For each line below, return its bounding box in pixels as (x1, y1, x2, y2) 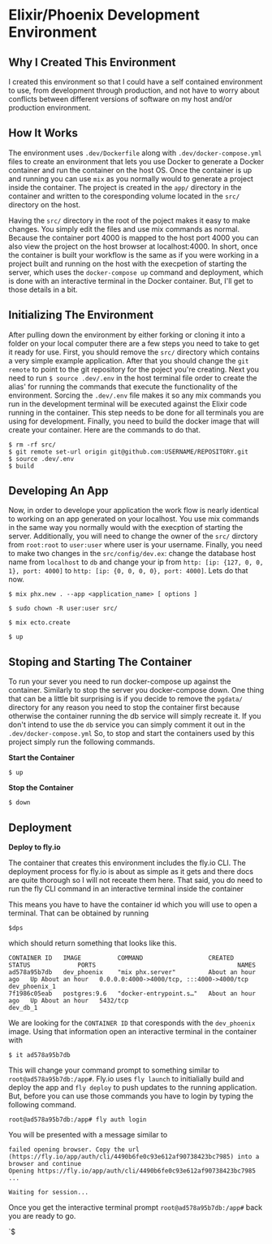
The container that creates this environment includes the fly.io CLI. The (8, 858, 246, 868)
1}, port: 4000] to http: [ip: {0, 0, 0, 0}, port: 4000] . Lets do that (8, 566, 248, 576)
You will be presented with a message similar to (8, 1130, 168, 1140)
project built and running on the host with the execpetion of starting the (8, 259, 248, 268)
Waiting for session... (8, 1189, 89, 1197)
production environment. (8, 103, 91, 112)
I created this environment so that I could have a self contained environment (8, 77, 263, 86)
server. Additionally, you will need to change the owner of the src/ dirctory (8, 531, 258, 542)
